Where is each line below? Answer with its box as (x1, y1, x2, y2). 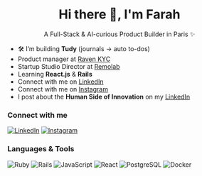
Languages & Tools (7, 144, 75, 154)
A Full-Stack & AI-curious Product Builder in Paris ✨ (43, 30, 196, 38)
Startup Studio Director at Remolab (17, 62, 120, 70)
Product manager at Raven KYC (17, 55, 111, 63)
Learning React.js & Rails (17, 70, 92, 78)
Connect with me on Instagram (17, 84, 109, 93)
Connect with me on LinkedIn (17, 77, 104, 86)
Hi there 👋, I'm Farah (58, 6, 181, 23)
